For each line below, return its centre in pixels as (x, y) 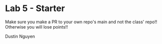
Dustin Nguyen (20, 36)
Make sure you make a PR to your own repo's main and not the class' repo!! (81, 22)
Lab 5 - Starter (35, 8)
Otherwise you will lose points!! (37, 27)
